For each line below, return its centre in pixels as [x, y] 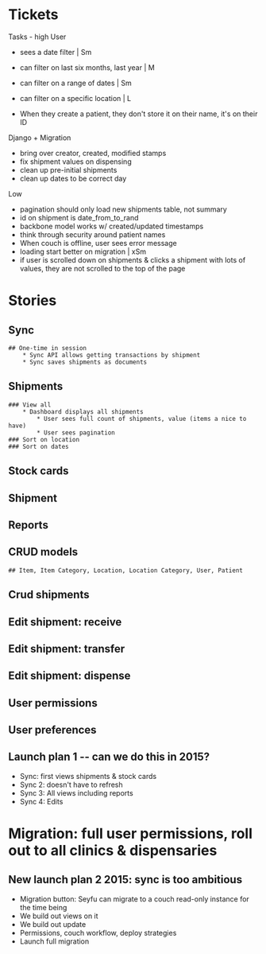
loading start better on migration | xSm [83, 251]
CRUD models [43, 552]
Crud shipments [49, 595]
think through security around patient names [93, 234]
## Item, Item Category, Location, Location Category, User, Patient [126, 570]
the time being [43, 907]
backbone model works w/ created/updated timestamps [112, 226]
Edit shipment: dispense [69, 676]
